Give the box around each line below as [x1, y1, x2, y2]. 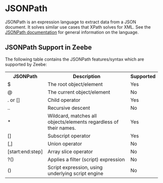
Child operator [48, 97, 81, 103]
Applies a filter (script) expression [48, 156, 125, 163]
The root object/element [48, 81, 103, 87]
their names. [48, 124, 76, 131]
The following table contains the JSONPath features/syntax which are [5, 56, 145, 62]
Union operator [48, 140, 82, 147]
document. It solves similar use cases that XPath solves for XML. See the [5, 24, 151, 30]
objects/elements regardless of [48, 118, 119, 125]
